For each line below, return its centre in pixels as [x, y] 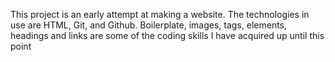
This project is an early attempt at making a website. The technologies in [160, 14]
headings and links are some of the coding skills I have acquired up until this [167, 35]
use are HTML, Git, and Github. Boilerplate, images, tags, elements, [149, 25]
